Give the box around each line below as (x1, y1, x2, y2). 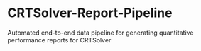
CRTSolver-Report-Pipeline (7, 5, 173, 21)
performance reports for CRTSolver (7, 35, 112, 44)
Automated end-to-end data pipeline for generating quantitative (7, 28, 194, 37)
